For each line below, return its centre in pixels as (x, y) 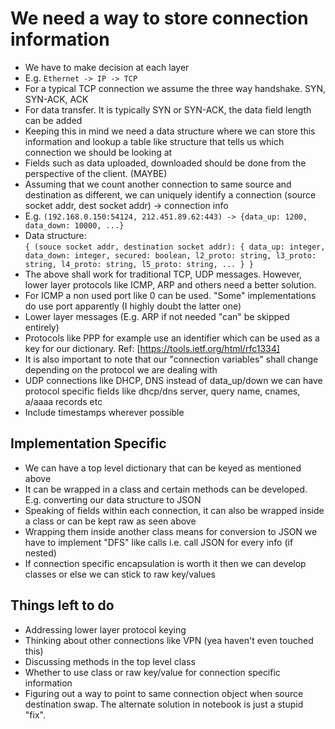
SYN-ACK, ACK (56, 99)
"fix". (35, 714)
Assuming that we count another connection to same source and (158, 184)
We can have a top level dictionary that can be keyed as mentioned (163, 468)
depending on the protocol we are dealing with (121, 369)
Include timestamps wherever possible (104, 412)
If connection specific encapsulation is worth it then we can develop (165, 563)
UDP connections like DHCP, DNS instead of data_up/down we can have (173, 380)
